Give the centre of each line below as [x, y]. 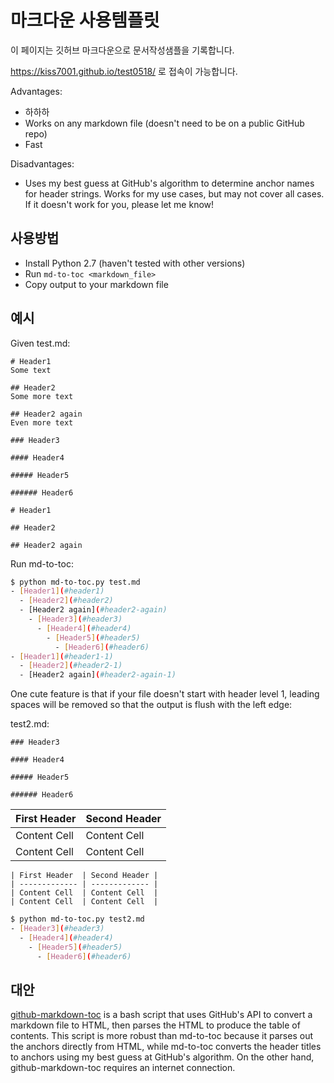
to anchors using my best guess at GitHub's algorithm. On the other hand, [162, 1057]
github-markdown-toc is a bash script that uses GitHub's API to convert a [161, 1015]
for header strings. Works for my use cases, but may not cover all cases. [174, 193]
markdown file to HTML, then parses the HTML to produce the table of [155, 1025]
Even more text [42, 422]
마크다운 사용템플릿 [85, 20]
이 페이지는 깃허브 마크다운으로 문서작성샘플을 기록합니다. [122, 50]
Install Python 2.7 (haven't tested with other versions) [135, 263]
